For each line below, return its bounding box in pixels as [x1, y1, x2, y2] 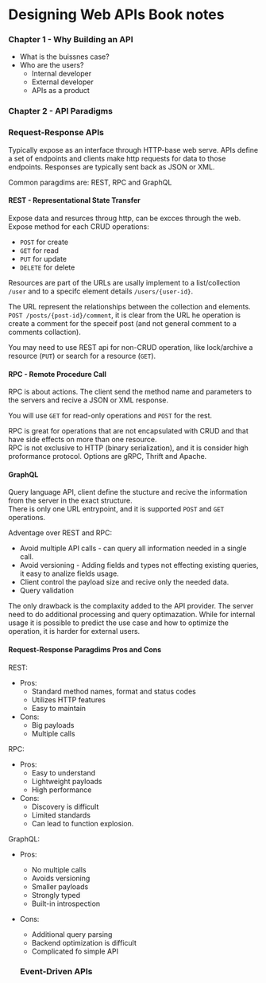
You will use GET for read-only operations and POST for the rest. [8, 411, 213, 421]
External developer [31, 77, 94, 87]
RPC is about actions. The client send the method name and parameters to [8, 387, 253, 397]
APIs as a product [31, 86, 90, 95]
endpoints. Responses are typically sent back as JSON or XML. [8, 161, 215, 172]
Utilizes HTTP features [31, 694, 106, 705]
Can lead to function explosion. [31, 818, 134, 828]
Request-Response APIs [8, 127, 105, 138]
